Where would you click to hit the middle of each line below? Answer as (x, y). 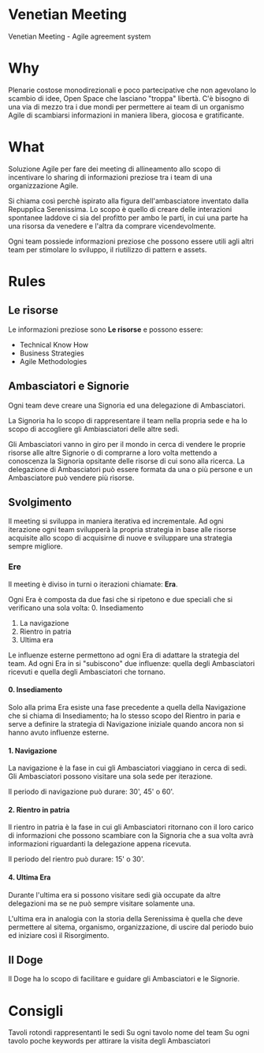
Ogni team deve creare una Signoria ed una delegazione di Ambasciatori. (127, 405)
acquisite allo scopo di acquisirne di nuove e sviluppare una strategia (120, 538)
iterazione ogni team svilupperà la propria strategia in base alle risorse (122, 530)
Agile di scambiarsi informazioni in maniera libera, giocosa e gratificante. (126, 115)
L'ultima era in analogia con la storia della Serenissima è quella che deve (125, 918)
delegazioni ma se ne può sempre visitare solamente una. (102, 903)
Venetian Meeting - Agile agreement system (80, 36)
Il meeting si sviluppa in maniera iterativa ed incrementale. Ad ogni (116, 521)
